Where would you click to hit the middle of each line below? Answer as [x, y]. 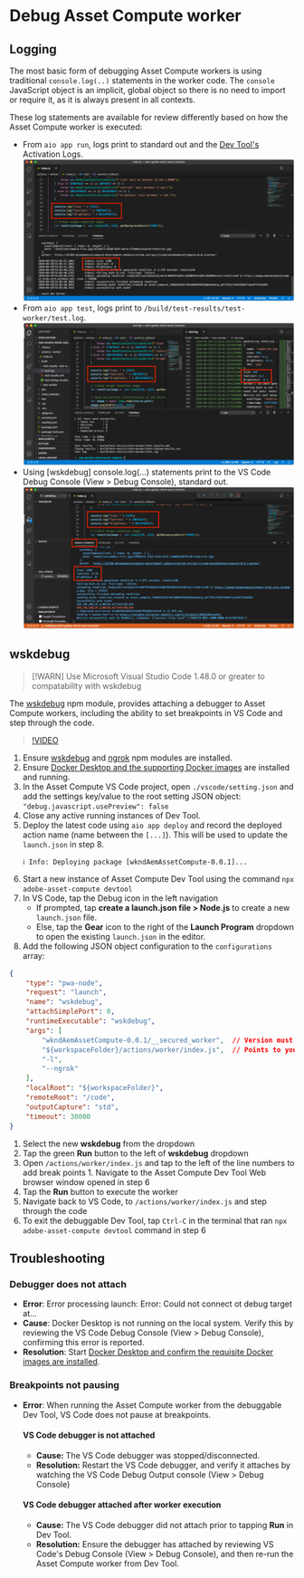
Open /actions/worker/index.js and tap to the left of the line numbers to [158, 1162]
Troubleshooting [57, 1258]
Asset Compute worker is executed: [76, 127]
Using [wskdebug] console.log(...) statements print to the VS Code [147, 472]
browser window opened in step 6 [86, 1181]
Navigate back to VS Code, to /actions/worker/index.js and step [144, 1201]
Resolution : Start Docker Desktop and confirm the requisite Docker [148, 1352]
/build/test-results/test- [195, 309]
